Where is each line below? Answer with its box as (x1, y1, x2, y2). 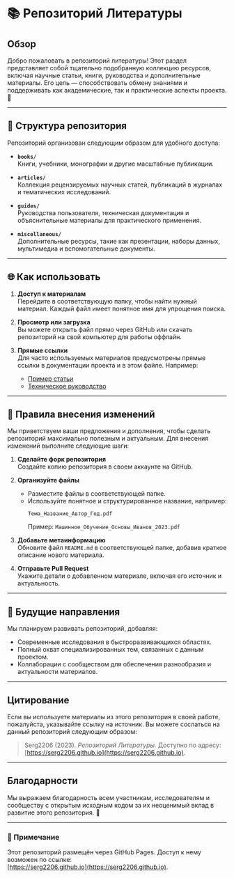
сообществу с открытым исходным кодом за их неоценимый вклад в (7, 801, 214, 809)
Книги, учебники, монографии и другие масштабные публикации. (17, 159, 214, 168)
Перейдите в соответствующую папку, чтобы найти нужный (17, 297, 197, 305)
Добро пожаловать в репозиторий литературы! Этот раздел (7, 56, 187, 65)
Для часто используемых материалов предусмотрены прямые (17, 353, 206, 362)
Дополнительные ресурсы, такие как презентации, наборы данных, (17, 237, 221, 245)
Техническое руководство (27, 382, 107, 390)
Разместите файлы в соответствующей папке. (27, 489, 166, 498)
